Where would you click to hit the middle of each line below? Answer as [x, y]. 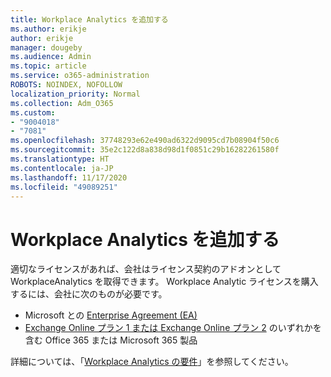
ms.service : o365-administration [80, 76]
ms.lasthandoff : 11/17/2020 [69, 177]
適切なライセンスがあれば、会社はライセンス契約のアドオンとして [146, 269]
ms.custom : [33, 112]
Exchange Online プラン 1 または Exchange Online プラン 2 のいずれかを [173, 328]
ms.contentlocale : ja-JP [62, 168]
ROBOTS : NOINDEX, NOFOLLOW [66, 85]
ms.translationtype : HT [60, 159]
